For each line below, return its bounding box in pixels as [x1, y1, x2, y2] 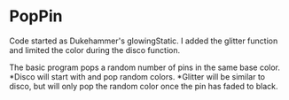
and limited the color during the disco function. [9, 44, 181, 55]
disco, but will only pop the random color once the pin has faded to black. [9, 81, 278, 91]
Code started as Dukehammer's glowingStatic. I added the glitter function [9, 35, 278, 46]
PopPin [9, 6, 63, 27]
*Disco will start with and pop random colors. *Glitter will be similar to [9, 71, 266, 81]
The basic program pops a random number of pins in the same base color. [9, 62, 281, 73]
